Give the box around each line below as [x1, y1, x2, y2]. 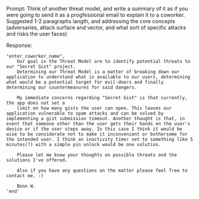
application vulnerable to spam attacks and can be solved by [6, 110, 164, 116]
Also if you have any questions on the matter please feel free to [17, 168, 188, 173]
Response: [6, 42, 33, 49]
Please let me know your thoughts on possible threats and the [17, 152, 178, 158]
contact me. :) [6, 173, 44, 179]
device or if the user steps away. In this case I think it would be [6, 126, 183, 132]
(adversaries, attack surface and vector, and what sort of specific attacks [6, 24, 186, 31]
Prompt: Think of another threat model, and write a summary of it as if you [6, 5, 188, 12]
